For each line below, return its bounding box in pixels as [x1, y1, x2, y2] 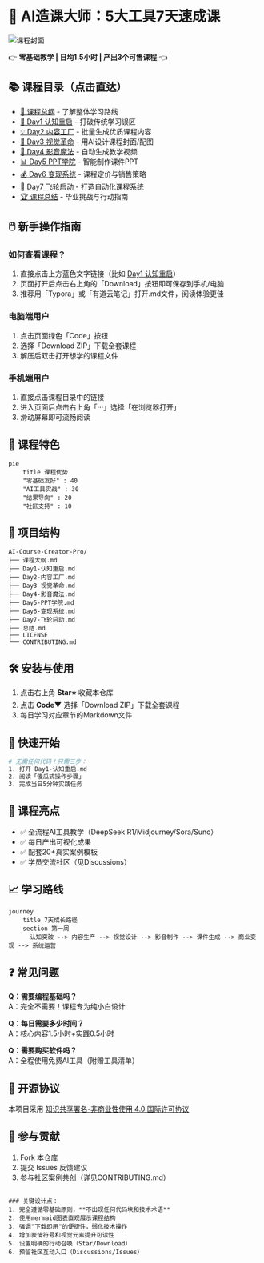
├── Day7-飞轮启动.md [8, 615, 76, 624]
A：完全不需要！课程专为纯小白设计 [8, 1001, 126, 1012]
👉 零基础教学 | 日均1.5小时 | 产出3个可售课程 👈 [8, 52, 168, 62]
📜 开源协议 [8, 1081, 60, 1095]
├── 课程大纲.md [8, 556, 58, 564]
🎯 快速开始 [8, 736, 60, 749]
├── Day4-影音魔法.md [8, 590, 76, 598]
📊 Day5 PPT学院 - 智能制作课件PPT [19, 157, 138, 166]
